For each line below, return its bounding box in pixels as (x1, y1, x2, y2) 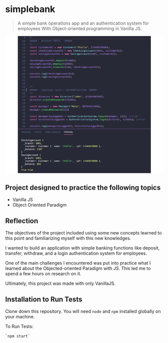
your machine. (5, 314, 35, 319)
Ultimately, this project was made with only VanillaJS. (5, 280, 116, 287)
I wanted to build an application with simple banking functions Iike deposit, (5, 245, 160, 251)
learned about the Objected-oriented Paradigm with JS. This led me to (5, 265, 151, 272)
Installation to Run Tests (5, 295, 82, 303)
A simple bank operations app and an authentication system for (17, 20, 149, 26)
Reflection (5, 216, 39, 225)
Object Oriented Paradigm (12, 202, 67, 208)
